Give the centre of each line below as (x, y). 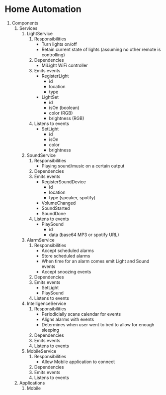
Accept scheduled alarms (68, 251)
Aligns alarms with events (68, 319)
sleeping (50, 330)
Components (25, 23)
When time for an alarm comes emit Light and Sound (95, 261)
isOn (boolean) (64, 108)
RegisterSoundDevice (64, 182)
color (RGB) (61, 113)
